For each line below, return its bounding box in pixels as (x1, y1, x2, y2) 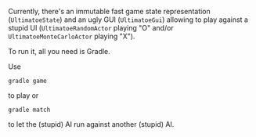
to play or (8, 91, 39, 100)
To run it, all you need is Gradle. (8, 47, 111, 56)
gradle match (8, 106, 51, 114)
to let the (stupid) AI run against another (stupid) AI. (8, 120, 175, 128)
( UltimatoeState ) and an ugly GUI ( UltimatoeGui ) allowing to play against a (8, 15, 249, 24)
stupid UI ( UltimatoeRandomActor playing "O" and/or (8, 23, 174, 32)
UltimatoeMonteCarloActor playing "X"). (8, 31, 135, 41)
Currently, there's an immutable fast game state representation (8, 7, 211, 16)
